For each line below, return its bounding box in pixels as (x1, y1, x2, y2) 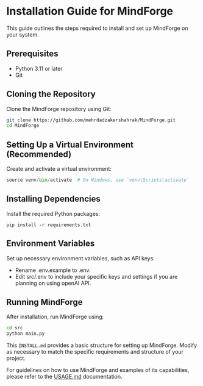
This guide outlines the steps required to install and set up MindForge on (6, 24, 188, 32)
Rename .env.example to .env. (15, 266, 91, 274)
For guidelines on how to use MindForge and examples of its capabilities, (6, 366, 190, 374)
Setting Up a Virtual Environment (6, 139, 134, 150)
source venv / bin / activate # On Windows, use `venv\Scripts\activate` (6, 177, 190, 184)
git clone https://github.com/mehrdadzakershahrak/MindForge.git (6, 117, 176, 123)
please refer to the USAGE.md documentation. (6, 373, 123, 381)
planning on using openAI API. (15, 279, 91, 287)
